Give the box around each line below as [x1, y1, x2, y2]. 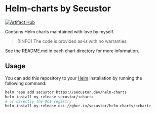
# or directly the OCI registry [5, 99, 72, 104]
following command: [5, 80, 47, 86]
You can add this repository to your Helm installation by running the [5, 75, 142, 81]
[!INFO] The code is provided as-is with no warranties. [17, 38, 128, 44]
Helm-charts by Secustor [5, 3, 111, 14]
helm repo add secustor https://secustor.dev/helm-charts [5, 89, 127, 95]
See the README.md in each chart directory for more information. [5, 48, 139, 54]
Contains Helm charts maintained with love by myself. [5, 28, 115, 34]
